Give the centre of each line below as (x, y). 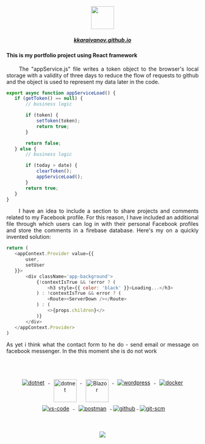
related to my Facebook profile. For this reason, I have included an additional (103, 217)
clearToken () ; (54, 171)
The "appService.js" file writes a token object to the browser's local (109, 69)
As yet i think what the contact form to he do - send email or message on (103, 345)
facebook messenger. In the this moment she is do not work (82, 351)
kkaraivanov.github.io (103, 40)
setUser (35, 265)
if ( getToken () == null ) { (49, 99)
